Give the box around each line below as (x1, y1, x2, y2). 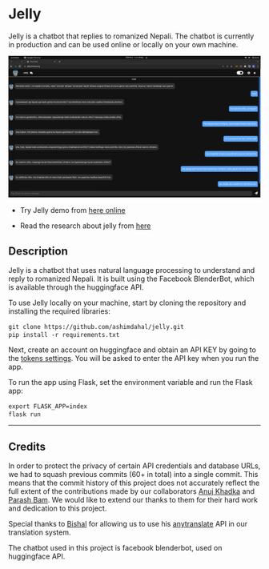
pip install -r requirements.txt (8, 331, 120, 339)
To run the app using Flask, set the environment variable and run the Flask (8, 378, 254, 387)
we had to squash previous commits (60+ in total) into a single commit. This (8, 470, 259, 479)
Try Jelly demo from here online (19, 206, 126, 215)
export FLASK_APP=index (8, 403, 88, 411)
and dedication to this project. (8, 503, 107, 513)
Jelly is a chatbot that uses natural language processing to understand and (8, 266, 255, 275)
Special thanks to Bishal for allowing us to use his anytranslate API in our (8, 519, 248, 529)
